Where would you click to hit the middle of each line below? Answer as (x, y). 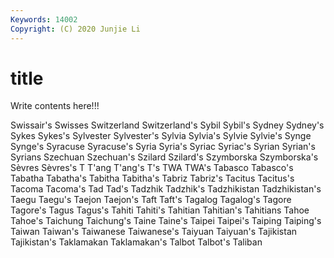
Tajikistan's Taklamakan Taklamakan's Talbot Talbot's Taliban (136, 242)
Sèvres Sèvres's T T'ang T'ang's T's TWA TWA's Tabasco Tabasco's (152, 168)
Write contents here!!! (55, 106)
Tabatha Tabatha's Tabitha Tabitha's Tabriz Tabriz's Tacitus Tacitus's (152, 178)
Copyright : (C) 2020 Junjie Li (75, 29)
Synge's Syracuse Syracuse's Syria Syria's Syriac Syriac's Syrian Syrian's (163, 147)
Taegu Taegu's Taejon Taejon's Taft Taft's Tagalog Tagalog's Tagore (151, 200)
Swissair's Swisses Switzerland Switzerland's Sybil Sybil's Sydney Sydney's (167, 125)
